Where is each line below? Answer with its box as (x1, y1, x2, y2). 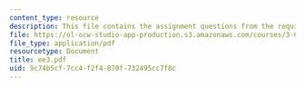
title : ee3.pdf (9, 55, 67, 64)
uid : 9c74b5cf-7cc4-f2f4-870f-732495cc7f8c (9, 64, 177, 73)
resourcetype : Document (9, 47, 100, 56)
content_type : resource (9, 13, 100, 23)
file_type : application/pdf (9, 38, 116, 48)
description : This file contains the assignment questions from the (9, 22, 274, 31)
